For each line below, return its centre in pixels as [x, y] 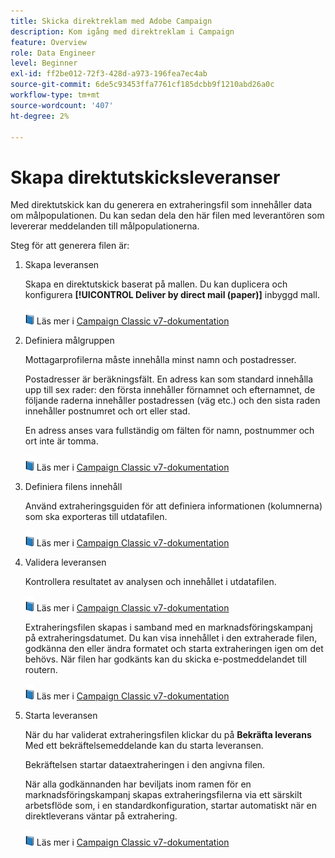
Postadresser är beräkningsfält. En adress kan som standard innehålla [169, 379]
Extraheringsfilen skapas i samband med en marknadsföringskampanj [168, 627]
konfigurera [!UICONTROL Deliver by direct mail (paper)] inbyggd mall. [172, 295]
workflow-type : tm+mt [55, 95]
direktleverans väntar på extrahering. [101, 816]
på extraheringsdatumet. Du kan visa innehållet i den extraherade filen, [171, 638]
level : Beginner [44, 63]
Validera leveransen [65, 562]
